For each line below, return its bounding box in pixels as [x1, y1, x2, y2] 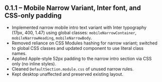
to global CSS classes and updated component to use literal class [11, 45, 143, 51]
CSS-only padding [4, 12, 62, 20]
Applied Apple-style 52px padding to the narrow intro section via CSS [11, 56, 152, 61]
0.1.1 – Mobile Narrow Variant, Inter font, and [4, 4, 141, 12]
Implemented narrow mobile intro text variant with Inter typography [11, 24, 147, 30]
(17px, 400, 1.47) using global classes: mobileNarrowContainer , [11, 29, 137, 36]
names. [11, 50, 27, 56]
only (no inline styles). [11, 61, 57, 66]
